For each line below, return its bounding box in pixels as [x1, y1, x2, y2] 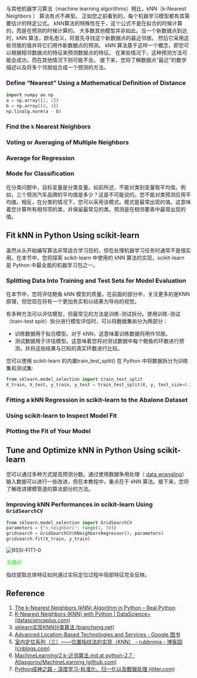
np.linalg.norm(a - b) [6, 108, 62, 114]
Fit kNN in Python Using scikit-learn [6, 231, 140, 241]
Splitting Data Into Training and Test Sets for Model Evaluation [6, 276, 186, 285]
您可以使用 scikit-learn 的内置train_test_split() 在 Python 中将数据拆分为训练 [6, 357, 189, 364]
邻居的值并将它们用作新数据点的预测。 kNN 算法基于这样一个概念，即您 [11, 42, 184, 49]
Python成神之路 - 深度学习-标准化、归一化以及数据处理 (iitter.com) [14, 665, 175, 672]
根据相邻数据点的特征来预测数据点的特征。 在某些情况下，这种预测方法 [11, 49, 182, 56]
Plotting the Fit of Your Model [6, 427, 91, 436]
